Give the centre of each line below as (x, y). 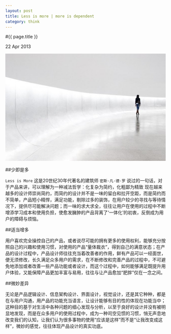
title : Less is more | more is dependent (50, 16)
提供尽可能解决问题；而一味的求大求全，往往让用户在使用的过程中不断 (92, 206)
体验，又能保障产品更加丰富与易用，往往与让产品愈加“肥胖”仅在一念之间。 (87, 272)
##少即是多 (17, 170)
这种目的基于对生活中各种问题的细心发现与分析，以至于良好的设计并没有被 (83, 307)
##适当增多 (17, 229)
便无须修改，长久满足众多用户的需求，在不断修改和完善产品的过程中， (79, 259)
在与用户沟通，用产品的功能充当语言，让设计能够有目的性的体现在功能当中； (85, 300)
